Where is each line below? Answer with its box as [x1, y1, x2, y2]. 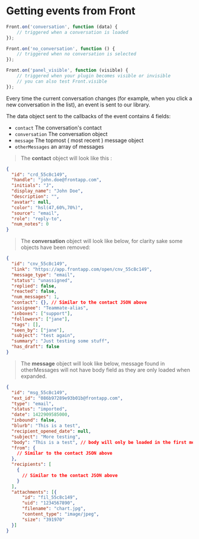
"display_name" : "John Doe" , [11, 188, 84, 194]
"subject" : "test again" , [11, 333, 76, 339]
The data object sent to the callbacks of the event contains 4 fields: [6, 112, 171, 119]
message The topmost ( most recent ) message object [14, 137, 144, 144]
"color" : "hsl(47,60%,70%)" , [11, 204, 84, 210]
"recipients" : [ [11, 462, 52, 468]
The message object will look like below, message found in [20, 360, 165, 367]
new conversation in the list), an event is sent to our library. [6, 101, 150, 108]
